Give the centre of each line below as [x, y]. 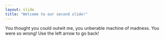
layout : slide [20, 10]
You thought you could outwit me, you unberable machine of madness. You [82, 28]
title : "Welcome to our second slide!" [46, 14]
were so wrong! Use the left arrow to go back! [52, 33]
